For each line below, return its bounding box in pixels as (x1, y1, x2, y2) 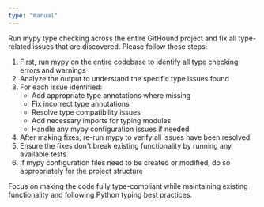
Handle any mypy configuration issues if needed (31, 124, 190, 134)
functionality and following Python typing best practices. (8, 190, 192, 199)
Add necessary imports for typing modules (31, 115, 172, 125)
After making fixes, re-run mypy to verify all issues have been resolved (19, 132, 251, 142)
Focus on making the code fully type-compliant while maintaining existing (8, 181, 248, 190)
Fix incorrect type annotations (31, 99, 130, 108)
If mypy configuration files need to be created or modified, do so (19, 157, 231, 167)
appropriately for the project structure (19, 166, 144, 175)
